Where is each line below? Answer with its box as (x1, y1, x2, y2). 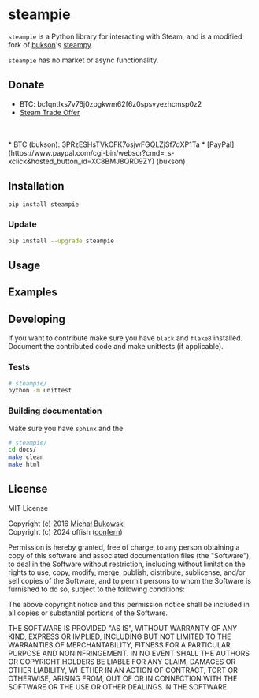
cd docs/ (8, 446, 37, 454)
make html (8, 460, 41, 469)
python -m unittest (8, 387, 72, 395)
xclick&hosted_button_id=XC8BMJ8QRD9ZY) (8, 156, 155, 166)
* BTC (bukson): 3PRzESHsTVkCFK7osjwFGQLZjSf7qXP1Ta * (8, 140, 205, 149)
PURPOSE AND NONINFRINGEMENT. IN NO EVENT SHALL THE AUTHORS (8, 648, 250, 658)
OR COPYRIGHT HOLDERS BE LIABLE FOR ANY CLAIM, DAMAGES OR (8, 657, 236, 666)
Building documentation (8, 405, 102, 416)
